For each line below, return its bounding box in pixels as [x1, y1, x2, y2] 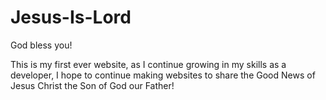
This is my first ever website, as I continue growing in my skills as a [10, 58, 287, 70]
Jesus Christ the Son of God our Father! [10, 79, 175, 91]
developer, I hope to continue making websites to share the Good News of [10, 69, 316, 81]
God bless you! [10, 39, 73, 51]
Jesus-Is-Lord [10, 6, 132, 29]
